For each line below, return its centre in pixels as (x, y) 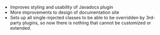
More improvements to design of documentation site (65, 12)
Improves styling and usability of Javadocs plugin (62, 7)
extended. (20, 28)
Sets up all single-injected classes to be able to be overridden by (77, 17)
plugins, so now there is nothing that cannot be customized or (87, 23)
